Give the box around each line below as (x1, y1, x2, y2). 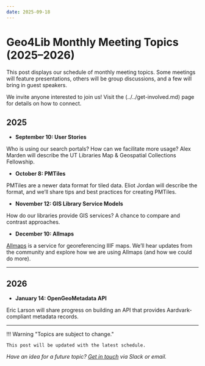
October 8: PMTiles (15, 170, 66, 178)
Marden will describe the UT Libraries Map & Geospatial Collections (6, 152, 176, 159)
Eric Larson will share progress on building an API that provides (6, 306, 166, 314)
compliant (6, 313, 32, 320)
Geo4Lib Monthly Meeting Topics (6, 35, 179, 49)
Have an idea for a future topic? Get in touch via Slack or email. (6, 353, 167, 361)
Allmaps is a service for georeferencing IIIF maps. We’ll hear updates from (6, 242, 193, 249)
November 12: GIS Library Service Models (15, 200, 123, 207)
